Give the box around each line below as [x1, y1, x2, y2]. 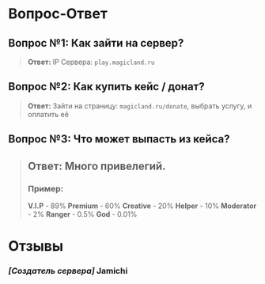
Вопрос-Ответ [8, 5, 108, 23]
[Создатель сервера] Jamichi [8, 266, 128, 276]
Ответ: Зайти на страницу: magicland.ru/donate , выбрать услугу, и [27, 100, 252, 111]
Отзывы [8, 237, 64, 256]
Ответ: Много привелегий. [27, 159, 166, 172]
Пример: [27, 183, 64, 194]
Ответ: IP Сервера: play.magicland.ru [27, 57, 155, 66]
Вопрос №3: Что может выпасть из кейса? [8, 132, 230, 146]
